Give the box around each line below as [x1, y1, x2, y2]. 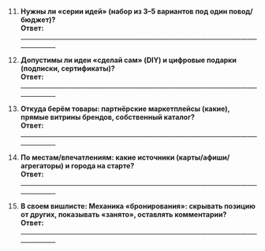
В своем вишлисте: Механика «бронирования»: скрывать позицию [20, 201, 256, 211]
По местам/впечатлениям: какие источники [20, 153, 175, 162]
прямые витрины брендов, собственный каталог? [20, 113, 196, 121]
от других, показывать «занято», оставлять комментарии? [20, 210, 227, 219]
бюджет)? [20, 15, 56, 24]
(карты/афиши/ [175, 153, 230, 162]
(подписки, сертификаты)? [20, 64, 115, 73]
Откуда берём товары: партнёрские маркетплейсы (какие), [20, 104, 230, 113]
